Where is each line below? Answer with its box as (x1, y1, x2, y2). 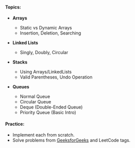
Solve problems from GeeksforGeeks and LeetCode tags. (12, 137, 131, 143)
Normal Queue (19, 93, 50, 99)
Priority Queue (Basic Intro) (19, 109, 76, 115)
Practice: (5, 120, 25, 127)
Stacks (12, 59, 27, 65)
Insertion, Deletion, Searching (19, 30, 81, 36)
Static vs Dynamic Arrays (19, 25, 72, 31)
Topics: (5, 4, 21, 10)
